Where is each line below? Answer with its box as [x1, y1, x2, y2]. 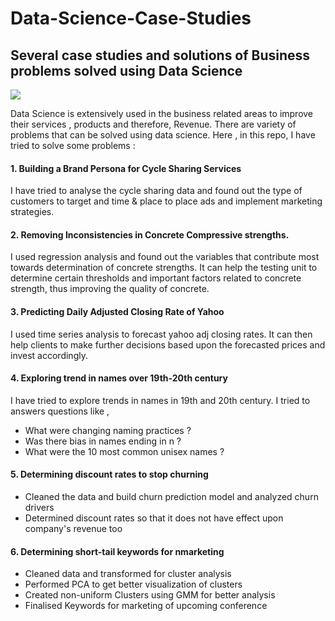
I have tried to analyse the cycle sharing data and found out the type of [10, 185, 303, 197]
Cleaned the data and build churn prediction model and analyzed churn [24, 491, 319, 503]
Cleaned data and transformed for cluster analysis [24, 568, 232, 580]
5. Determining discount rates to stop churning [10, 468, 209, 481]
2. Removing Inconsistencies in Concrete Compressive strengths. [10, 228, 290, 241]
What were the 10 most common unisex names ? [24, 445, 225, 457]
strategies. [10, 206, 55, 218]
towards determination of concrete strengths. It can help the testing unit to [10, 262, 318, 274]
